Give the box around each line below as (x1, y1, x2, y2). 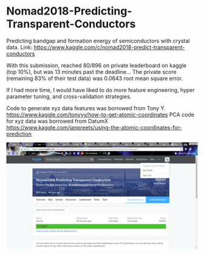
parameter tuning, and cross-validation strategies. (6, 93, 132, 100)
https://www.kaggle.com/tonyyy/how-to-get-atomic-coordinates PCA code (6, 111, 195, 118)
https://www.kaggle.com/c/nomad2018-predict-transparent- (33, 44, 185, 51)
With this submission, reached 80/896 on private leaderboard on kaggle (6, 62, 187, 69)
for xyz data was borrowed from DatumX (6, 117, 109, 125)
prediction (6, 130, 32, 137)
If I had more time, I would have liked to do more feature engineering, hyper (6, 86, 195, 93)
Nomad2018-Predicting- (6, 4, 132, 18)
